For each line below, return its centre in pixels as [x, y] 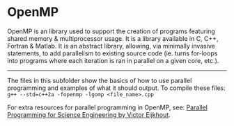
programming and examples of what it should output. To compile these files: [117, 88]
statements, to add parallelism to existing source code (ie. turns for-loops [112, 53]
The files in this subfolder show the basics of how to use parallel [100, 80]
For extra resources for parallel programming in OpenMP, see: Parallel [107, 107]
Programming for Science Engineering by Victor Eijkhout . [89, 114]
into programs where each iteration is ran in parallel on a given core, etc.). [113, 60]
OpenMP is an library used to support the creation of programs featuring [111, 31]
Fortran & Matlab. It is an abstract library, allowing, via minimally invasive [111, 46]
